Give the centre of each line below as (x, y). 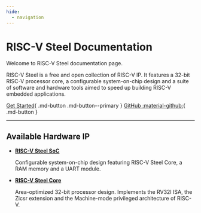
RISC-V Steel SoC (37, 151)
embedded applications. (36, 94)
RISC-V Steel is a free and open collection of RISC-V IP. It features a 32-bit (98, 75)
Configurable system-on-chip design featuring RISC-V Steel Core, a (98, 163)
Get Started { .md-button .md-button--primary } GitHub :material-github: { (96, 106)
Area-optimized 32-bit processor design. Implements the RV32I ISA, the (103, 192)
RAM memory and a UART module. (58, 169)
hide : (13, 12)
